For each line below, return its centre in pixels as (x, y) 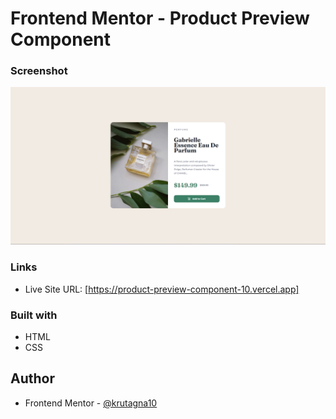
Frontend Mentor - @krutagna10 (91, 403)
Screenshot (39, 71)
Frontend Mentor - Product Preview (160, 18)
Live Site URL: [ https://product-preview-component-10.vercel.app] (162, 289)
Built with (34, 315)
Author (32, 378)
